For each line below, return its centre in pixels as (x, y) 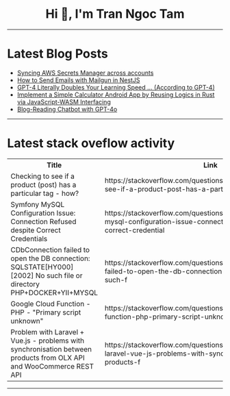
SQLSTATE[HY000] (42, 267)
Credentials (29, 238)
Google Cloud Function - (51, 304)
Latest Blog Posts (57, 54)
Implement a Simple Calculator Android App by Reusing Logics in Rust (116, 95)
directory (25, 284)
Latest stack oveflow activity (91, 144)
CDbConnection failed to (50, 249)
